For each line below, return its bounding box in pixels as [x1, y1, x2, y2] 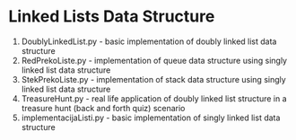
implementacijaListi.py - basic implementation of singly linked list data [21, 112, 281, 123]
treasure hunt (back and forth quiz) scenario [21, 102, 186, 113]
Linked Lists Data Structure [8, 6, 215, 27]
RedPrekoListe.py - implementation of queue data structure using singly [21, 55, 288, 66]
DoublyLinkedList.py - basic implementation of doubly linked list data [21, 36, 277, 47]
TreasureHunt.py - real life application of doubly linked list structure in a [21, 92, 288, 104]
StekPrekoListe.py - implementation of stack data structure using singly [21, 74, 286, 84]
